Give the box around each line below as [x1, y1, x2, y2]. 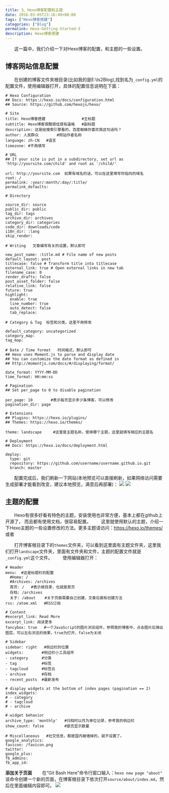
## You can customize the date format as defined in [5, 356, 119, 361]
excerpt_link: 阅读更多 [5, 619, 52, 625]
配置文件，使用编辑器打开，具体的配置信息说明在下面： [5, 82, 121, 89]
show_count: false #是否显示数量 [5, 723, 90, 728]
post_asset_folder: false [5, 278, 60, 284]
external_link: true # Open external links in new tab [5, 265, 124, 270]
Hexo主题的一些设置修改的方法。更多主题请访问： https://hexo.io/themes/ [9, 525, 163, 531]
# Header [5, 564, 24, 570]
